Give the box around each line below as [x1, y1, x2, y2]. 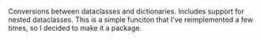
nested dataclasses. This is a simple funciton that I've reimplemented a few [8, 15, 253, 24]
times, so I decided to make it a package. [8, 24, 142, 32]
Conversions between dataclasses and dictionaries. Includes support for [8, 7, 245, 16]
